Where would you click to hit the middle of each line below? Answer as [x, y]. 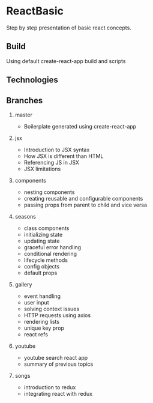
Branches [25, 100]
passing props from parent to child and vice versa [85, 205]
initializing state [43, 234]
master [24, 115]
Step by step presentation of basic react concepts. [69, 28]
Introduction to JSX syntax [57, 150]
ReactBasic [35, 11]
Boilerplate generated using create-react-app [80, 126]
